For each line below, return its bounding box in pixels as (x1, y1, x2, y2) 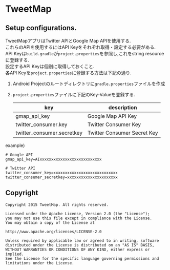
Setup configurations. (5, 24, 77, 32)
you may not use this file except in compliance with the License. (5, 216, 153, 221)
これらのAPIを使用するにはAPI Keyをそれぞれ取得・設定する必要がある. (5, 44, 156, 50)
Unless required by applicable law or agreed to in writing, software (5, 238, 159, 243)
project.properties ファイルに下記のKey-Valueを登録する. (12, 92, 136, 97)
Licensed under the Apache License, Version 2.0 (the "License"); (5, 211, 150, 216)
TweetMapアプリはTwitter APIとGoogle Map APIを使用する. (5, 38, 131, 44)
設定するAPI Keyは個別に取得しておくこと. (5, 64, 95, 69)
